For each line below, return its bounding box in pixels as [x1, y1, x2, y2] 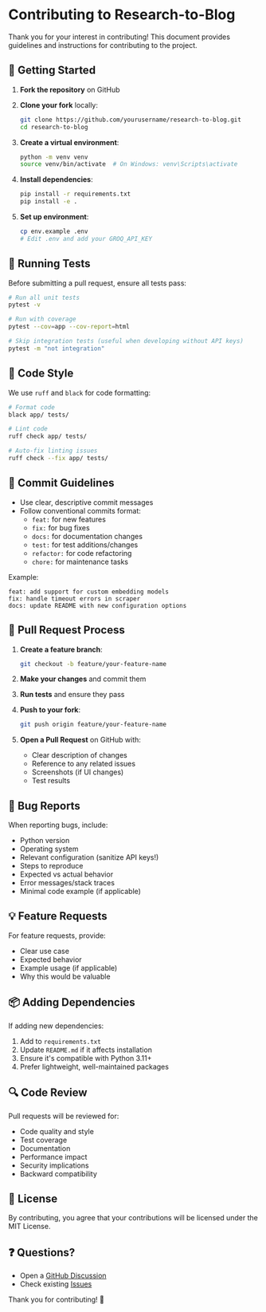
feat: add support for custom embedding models [8, 588, 170, 596]
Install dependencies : [19, 175, 93, 184]
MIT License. [8, 1222, 51, 1231]
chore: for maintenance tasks [31, 557, 129, 566]
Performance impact [19, 1152, 88, 1161]
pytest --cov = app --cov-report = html [8, 323, 130, 331]
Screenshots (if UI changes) [31, 767, 124, 777]
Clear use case [19, 946, 70, 955]
